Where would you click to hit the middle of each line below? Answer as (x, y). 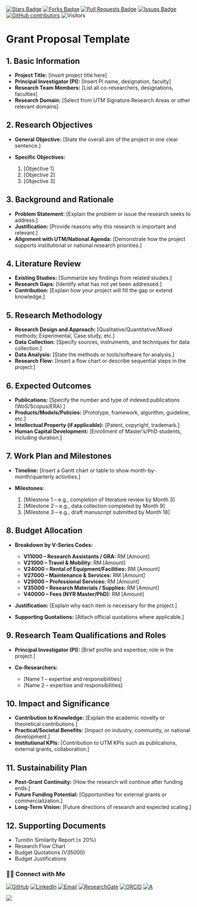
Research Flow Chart (40, 846)
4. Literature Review (44, 264)
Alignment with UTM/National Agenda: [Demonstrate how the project (100, 239)
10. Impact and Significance (58, 704)
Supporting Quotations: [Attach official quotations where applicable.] (99, 616)
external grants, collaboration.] (52, 749)
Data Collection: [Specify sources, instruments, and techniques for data (102, 342)
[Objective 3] (39, 181)
